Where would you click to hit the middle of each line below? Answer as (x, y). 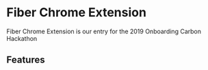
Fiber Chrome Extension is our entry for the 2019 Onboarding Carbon (104, 31)
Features (26, 60)
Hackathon (22, 38)
